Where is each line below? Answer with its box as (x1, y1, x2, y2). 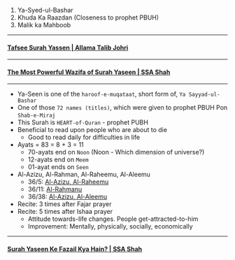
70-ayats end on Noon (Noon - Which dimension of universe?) (27, 148, 205, 157)
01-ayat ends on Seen (27, 163, 89, 171)
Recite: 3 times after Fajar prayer (17, 200, 112, 208)
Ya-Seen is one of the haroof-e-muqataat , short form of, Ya (17, 90, 186, 99)
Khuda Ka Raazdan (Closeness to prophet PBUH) (17, 13, 159, 22)
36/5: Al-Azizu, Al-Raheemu (27, 178, 109, 186)
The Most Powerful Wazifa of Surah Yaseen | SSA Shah (7, 68, 171, 76)
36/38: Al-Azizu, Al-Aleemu (27, 192, 107, 201)
